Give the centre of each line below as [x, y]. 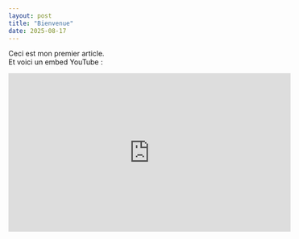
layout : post [30, 16]
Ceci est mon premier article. [56, 54]
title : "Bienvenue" [41, 23]
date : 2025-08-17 [37, 31]
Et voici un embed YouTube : [56, 62]
